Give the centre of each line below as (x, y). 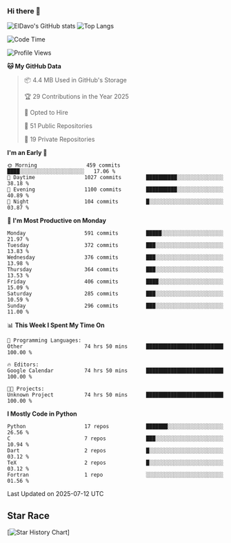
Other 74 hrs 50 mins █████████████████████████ (115, 347)
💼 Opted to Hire (46, 113)
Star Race (29, 516)
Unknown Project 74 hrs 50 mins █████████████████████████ (115, 395)
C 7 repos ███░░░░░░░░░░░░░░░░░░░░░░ (115, 439)
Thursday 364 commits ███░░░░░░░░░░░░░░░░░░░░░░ (115, 270)
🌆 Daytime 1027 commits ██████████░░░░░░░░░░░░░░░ (115, 178)
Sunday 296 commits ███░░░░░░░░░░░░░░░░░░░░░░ (115, 306)
